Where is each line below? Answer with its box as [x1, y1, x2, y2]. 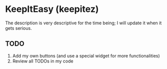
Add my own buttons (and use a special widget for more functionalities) [12, 53, 160, 59]
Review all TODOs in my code [12, 58, 73, 64]
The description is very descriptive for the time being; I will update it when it [5, 20, 162, 26]
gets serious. [5, 25, 32, 31]
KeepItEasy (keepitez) [5, 3, 99, 15]
